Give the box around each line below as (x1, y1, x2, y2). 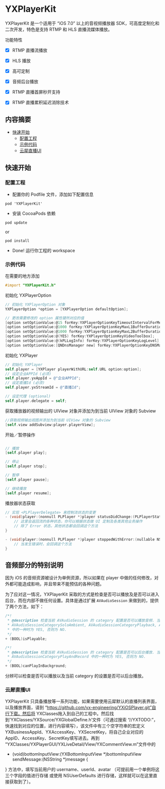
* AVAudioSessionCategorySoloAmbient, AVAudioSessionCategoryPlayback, (7, 623, 157, 628)
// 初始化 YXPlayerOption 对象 (5, 302, 65, 307)
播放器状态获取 (5, 500, 35, 506)
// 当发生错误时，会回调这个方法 (14, 541, 72, 547)
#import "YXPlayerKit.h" (5, 283, 56, 288)
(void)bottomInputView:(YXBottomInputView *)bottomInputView (12, 751, 141, 757)
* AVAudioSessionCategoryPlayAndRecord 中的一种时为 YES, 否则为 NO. (7, 654, 146, 659)
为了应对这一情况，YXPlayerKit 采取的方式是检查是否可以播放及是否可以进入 (5, 591, 160, 597)
